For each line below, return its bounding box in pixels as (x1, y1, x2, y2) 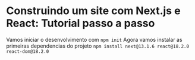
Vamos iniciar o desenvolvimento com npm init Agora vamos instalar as (6, 36, 183, 43)
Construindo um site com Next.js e (6, 4, 181, 18)
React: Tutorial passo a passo (6, 16, 155, 30)
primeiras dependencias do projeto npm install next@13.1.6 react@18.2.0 (6, 42, 189, 49)
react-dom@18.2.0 (6, 48, 49, 54)
